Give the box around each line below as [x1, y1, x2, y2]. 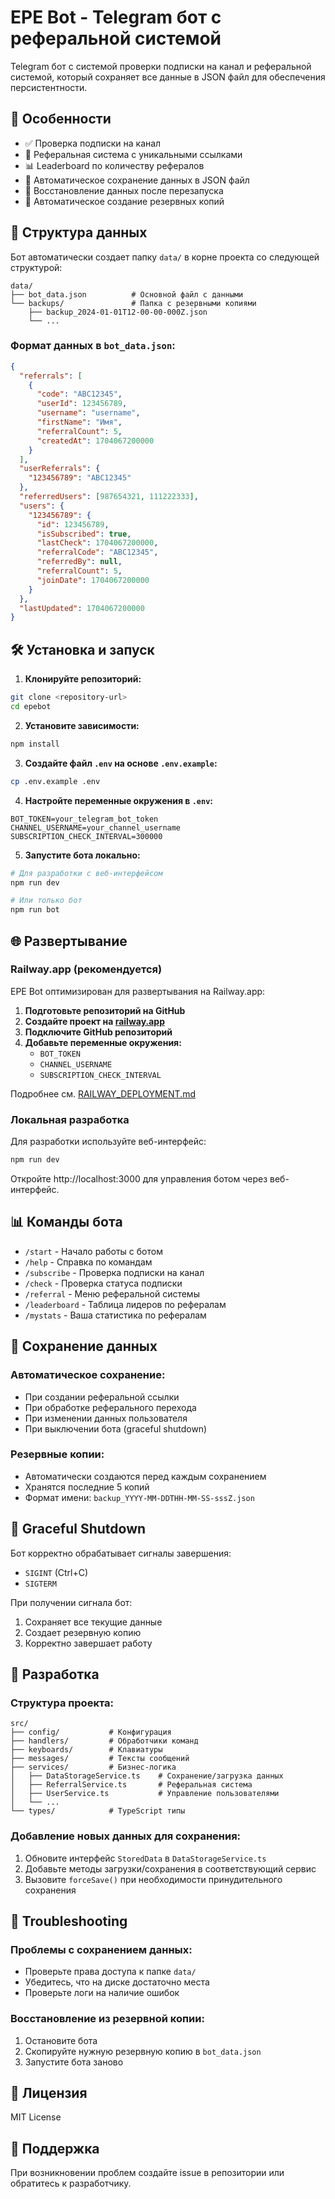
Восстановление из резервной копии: [10, 2012, 205, 2026]
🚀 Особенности [10, 111, 112, 128]
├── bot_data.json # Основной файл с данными [10, 289, 244, 300]
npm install [10, 739, 60, 749]
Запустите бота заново [24, 2056, 124, 2068]
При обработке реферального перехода [24, 1401, 197, 1413]
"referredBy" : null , [36, 557, 123, 567]
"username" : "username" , [36, 408, 141, 418]
